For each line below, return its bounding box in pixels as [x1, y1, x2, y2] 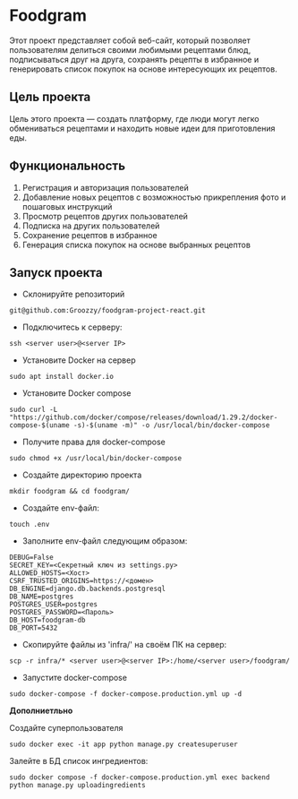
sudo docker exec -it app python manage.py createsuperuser [9, 740, 239, 749]
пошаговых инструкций [21, 201, 113, 211]
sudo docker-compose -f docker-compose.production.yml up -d [9, 690, 243, 699]
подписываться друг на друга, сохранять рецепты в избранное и [9, 54, 260, 64]
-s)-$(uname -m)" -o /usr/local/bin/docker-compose [72, 421, 270, 430]
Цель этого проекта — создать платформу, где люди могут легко [9, 113, 260, 124]
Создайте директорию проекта [21, 469, 142, 480]
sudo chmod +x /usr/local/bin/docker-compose [9, 454, 182, 463]
